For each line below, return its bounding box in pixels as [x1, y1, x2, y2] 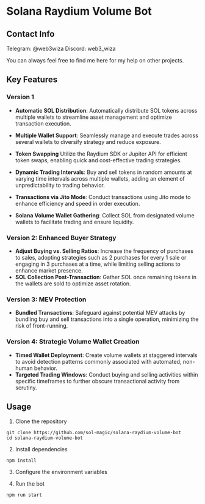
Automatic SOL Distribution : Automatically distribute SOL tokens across [15, 107, 198, 114]
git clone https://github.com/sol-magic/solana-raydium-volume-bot [6, 430, 182, 436]
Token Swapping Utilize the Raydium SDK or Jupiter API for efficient [15, 150, 187, 157]
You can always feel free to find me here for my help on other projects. [6, 57, 184, 64]
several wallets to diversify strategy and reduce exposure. [15, 138, 162, 145]
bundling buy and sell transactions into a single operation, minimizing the [15, 315, 199, 323]
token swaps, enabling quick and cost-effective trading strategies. [15, 156, 182, 164]
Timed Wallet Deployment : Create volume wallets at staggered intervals [15, 351, 198, 359]
